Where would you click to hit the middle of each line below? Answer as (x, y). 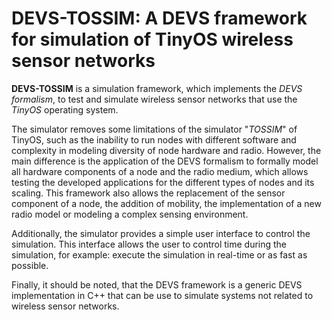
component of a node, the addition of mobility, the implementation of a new (166, 203)
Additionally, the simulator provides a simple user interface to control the (161, 233)
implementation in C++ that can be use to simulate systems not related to (162, 295)
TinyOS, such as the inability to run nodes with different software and (154, 139)
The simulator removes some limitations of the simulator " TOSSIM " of (154, 129)
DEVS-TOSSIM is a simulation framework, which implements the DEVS (157, 88)
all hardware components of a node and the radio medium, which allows (160, 171)
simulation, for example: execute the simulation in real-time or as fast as (159, 254)
